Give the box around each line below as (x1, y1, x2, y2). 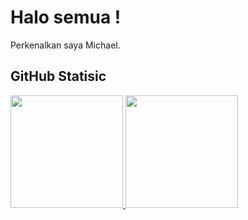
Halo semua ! (10, 6, 122, 29)
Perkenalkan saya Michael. (10, 39, 121, 51)
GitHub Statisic (10, 68, 107, 85)
